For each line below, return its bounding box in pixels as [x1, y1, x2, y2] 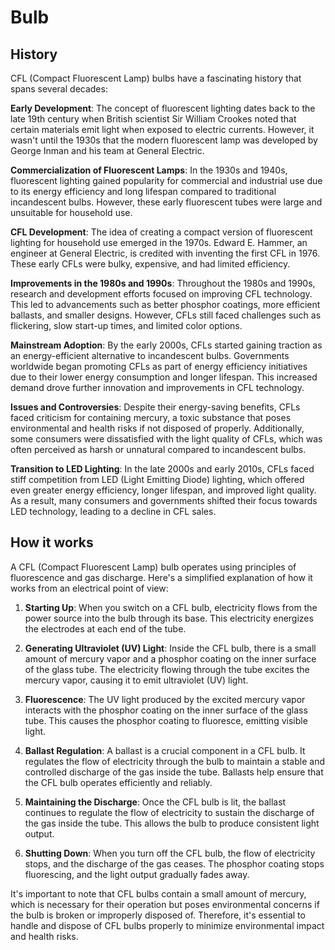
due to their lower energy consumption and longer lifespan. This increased [10, 371, 318, 383]
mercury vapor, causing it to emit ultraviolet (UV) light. [24, 674, 249, 686]
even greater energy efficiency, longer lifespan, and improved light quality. [10, 484, 317, 496]
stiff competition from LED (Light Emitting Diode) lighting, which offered [10, 474, 305, 485]
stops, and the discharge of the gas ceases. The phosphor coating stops [24, 857, 325, 870]
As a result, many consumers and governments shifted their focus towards [10, 495, 318, 506]
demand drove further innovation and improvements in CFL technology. [10, 382, 305, 393]
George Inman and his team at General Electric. [10, 145, 205, 156]
